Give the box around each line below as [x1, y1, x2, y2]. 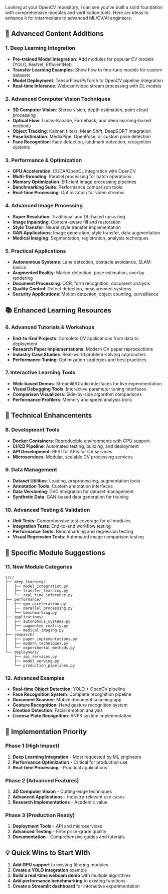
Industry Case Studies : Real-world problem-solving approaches [12, 351, 146, 357]
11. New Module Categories [5, 563, 73, 571]
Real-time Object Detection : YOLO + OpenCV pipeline [12, 686, 125, 692]
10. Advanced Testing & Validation [5, 506, 90, 513]
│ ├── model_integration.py [5, 584, 69, 589]
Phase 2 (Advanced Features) [5, 777, 79, 784]
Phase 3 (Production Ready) [5, 812, 75, 819]
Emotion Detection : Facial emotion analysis [12, 707, 103, 713]
